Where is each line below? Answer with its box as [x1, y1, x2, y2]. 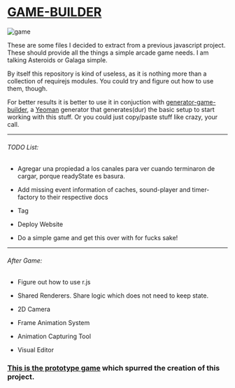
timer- [192, 186, 210, 194]
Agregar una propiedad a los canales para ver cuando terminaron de [17, 165, 215, 173]
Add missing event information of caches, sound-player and [17, 186, 191, 194]
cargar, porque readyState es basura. [17, 172, 126, 181]
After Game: [7, 256, 43, 265]
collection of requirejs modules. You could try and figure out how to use [7, 76, 214, 85]
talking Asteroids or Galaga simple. [7, 55, 108, 64]
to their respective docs [39, 193, 108, 202]
